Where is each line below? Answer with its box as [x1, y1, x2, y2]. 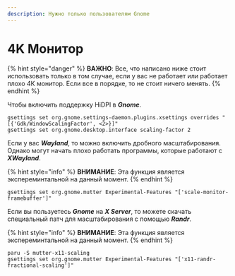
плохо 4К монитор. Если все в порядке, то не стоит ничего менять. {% [7, 79, 221, 88]
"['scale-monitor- [174, 188, 229, 196]
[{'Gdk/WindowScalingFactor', [7, 120, 97, 127]
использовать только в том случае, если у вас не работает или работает [7, 71, 228, 80]
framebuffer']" [7, 195, 52, 202]
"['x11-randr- [174, 256, 217, 263]
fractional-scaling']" [7, 262, 74, 269]
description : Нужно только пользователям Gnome [7, 10, 150, 18]
